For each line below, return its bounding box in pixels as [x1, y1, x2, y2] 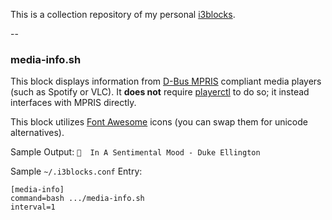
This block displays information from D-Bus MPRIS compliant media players [10, 75, 322, 88]
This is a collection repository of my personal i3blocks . [10, 9, 236, 20]
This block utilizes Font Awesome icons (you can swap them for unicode [10, 116, 308, 128]
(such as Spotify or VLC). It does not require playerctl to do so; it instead [10, 86, 310, 98]
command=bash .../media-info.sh [10, 194, 145, 204]
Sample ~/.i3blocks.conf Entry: [10, 165, 143, 178]
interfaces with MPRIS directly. [10, 97, 137, 109]
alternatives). [10, 127, 65, 139]
